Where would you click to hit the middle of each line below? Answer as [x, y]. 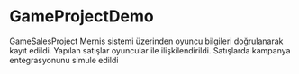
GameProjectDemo [82, 16]
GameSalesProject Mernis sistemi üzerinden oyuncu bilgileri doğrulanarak [146, 41]
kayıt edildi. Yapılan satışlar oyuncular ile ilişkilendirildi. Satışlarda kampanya [150, 50]
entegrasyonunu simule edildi [64, 60]
